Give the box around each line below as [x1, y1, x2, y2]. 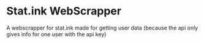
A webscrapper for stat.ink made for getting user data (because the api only [6, 24, 198, 31]
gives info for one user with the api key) [6, 30, 107, 37]
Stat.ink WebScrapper [6, 4, 121, 18]
